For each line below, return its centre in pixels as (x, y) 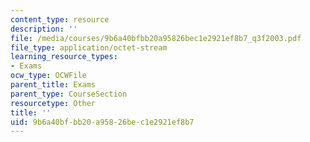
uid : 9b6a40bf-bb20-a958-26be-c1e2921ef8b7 (102, 122)
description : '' (44, 29)
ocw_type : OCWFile (48, 76)
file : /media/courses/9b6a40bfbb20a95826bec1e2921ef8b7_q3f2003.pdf (156, 38)
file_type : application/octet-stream (89, 47)
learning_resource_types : (64, 57)
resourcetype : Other (53, 103)
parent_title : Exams (53, 85)
